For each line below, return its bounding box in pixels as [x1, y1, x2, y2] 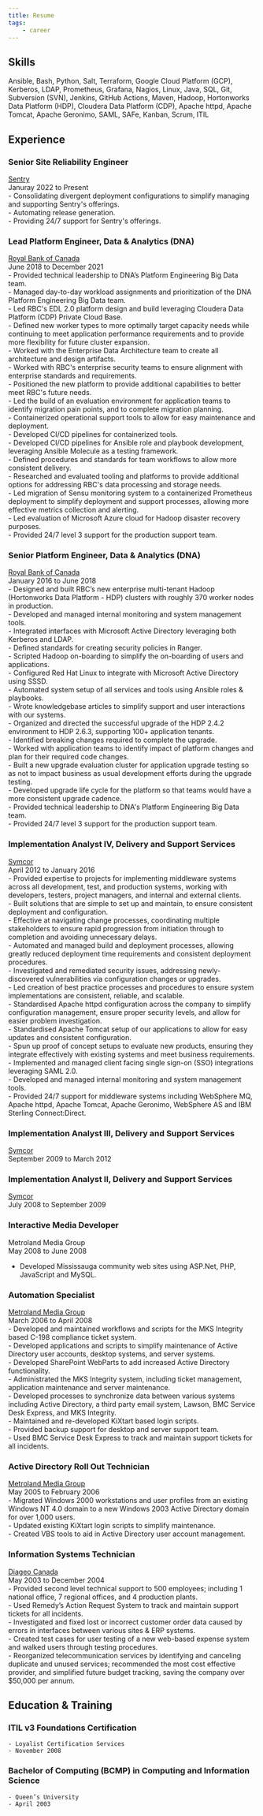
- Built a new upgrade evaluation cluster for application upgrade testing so [8, 760, 250, 770]
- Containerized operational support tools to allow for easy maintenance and [8, 413, 256, 423]
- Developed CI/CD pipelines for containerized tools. [8, 430, 179, 439]
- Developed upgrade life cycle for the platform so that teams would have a [8, 785, 252, 795]
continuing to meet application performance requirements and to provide [8, 329, 245, 339]
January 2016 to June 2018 [8, 576, 97, 586]
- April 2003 [8, 1799, 51, 1808]
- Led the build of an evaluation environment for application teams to [8, 396, 231, 406]
